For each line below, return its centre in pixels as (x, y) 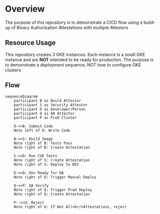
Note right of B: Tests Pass (43, 143)
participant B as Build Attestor (48, 100)
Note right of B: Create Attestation (52, 147)
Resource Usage (30, 43)
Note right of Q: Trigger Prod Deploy (53, 190)
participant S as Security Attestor (51, 105)
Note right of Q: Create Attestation (52, 194)
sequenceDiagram (21, 96)
